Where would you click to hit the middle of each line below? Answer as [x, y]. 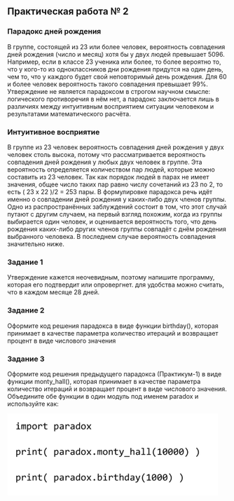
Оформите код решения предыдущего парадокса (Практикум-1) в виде [115, 373]
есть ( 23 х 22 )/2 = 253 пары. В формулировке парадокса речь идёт [110, 191]
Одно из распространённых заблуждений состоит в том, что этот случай [117, 207]
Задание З [26, 359]
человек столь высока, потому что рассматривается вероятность [106, 154]
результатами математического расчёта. [69, 114]
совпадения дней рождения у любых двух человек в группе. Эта [105, 162]
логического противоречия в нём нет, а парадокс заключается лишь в [113, 99]
